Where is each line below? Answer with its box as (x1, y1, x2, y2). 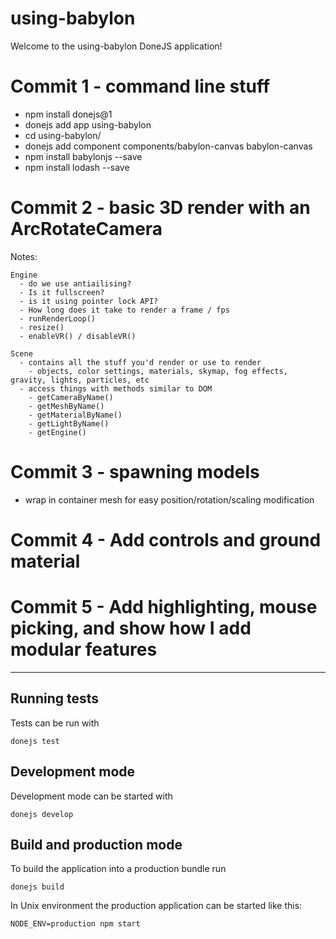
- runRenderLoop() (19, 313, 97, 324)
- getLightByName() (28, 418, 110, 429)
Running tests (10, 690, 100, 707)
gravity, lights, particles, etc (10, 375, 150, 385)
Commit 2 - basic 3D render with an (10, 197, 311, 219)
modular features (10, 638, 158, 661)
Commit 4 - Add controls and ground (10, 528, 322, 551)
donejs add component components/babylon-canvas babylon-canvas (24, 140, 313, 152)
